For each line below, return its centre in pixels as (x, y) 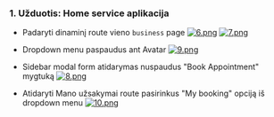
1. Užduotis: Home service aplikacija (89, 13)
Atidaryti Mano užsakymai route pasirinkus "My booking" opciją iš (143, 94)
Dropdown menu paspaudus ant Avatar (94, 50)
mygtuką (38, 76)
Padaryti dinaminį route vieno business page (104, 33)
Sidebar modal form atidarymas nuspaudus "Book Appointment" (141, 67)
